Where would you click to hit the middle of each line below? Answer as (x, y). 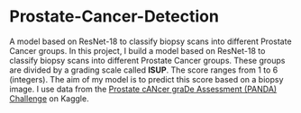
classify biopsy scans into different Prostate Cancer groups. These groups (147, 60)
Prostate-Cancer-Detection (114, 17)
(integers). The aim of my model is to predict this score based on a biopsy (146, 79)
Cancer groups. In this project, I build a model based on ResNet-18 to (137, 50)
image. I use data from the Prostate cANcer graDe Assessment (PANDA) (143, 89)
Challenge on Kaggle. (49, 98)
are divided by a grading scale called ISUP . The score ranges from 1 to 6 (144, 70)
